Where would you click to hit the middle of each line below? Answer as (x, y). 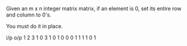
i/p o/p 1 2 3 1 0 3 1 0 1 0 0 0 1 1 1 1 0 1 (51, 37)
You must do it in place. (34, 26)
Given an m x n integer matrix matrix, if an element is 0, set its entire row (94, 9)
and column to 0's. (29, 15)
